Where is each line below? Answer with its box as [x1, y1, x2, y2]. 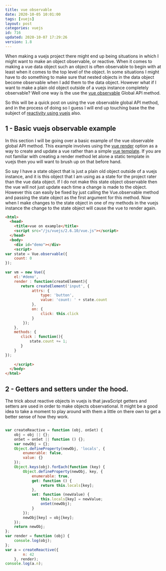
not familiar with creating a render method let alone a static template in [5, 153, 150, 159]
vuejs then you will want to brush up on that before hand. [5, 158, 122, 164]
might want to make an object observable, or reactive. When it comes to [5, 58, 153, 64]
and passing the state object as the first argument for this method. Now [5, 194, 151, 201]
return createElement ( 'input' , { [20, 283, 90, 289]
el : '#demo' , [14, 274, 39, 279]
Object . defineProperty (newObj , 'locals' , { [14, 446, 106, 451]
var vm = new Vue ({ [5, 270, 46, 275]
